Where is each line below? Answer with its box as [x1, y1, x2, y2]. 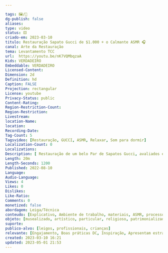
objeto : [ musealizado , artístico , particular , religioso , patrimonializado [5, 216, 166, 222]
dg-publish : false [5, 16, 43, 22]
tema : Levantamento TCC [5, 49, 55, 54]
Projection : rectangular [5, 86, 57, 91]
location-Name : [5, 119, 37, 124]
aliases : [5, 21, 23, 26]
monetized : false [5, 202, 41, 208]
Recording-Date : [5, 128, 39, 133]
